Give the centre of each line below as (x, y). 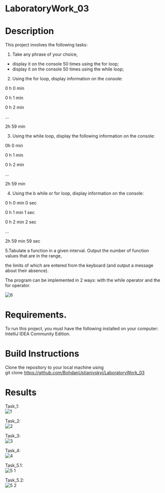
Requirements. (36, 315)
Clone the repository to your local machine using (54, 367)
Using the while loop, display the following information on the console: (83, 136)
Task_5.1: (14, 465)
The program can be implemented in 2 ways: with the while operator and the (83, 280)
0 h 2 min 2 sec (21, 222)
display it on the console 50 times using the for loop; (66, 64)
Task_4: (13, 450)
